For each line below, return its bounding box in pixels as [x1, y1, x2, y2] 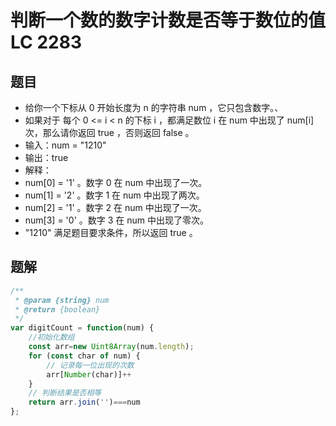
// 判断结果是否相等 [28, 388, 102, 398]
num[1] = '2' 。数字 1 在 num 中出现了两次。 [24, 189, 205, 201]
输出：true [24, 152, 69, 163]
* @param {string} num [14, 295, 110, 305]
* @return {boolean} [14, 304, 101, 315]
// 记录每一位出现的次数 [46, 360, 135, 370]
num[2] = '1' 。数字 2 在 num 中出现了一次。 [24, 202, 207, 213]
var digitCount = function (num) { [10, 323, 155, 333]
